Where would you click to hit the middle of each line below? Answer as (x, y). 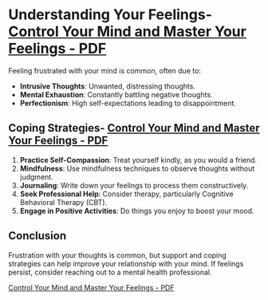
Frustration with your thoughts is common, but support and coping (118, 255)
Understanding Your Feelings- (110, 15)
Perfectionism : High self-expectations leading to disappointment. (128, 103)
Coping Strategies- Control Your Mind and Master (134, 128)
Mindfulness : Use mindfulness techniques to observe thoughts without (137, 168)
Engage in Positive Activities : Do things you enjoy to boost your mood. (137, 211)
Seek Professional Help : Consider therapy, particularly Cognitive (126, 194)
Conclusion (37, 236)
